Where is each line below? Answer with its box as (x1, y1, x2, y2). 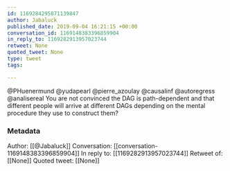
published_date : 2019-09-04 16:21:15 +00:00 (7, 23, 138, 30)
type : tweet (7, 55, 42, 62)
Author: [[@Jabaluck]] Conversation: (7, 141, 112, 150)
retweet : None (7, 42, 48, 49)
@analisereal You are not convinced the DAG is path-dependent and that (7, 94, 215, 102)
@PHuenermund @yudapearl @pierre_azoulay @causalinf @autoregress (7, 87, 215, 95)
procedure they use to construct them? (7, 109, 119, 117)
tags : (7, 62, 23, 69)
